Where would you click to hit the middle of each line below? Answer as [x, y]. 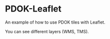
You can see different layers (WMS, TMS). [47, 31]
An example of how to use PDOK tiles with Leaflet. [55, 22]
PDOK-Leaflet [33, 9]
